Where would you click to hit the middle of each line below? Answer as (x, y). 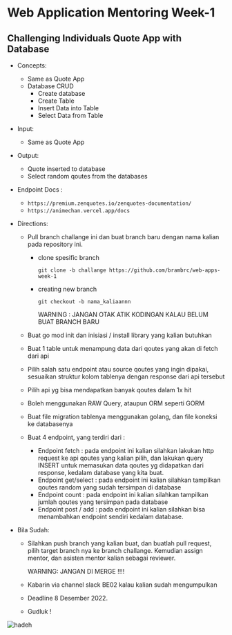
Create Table (56, 101)
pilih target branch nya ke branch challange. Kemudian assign (115, 551)
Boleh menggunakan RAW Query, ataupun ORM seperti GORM (116, 403)
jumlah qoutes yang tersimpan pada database (103, 502)
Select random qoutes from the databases (87, 176)
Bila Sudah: (33, 530)
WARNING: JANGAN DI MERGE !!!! (76, 571)
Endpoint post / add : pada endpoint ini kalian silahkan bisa (122, 509)
